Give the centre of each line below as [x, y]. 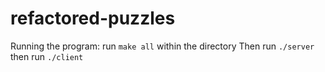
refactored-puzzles [93, 18]
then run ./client [47, 56]
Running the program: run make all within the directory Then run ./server [162, 46]
